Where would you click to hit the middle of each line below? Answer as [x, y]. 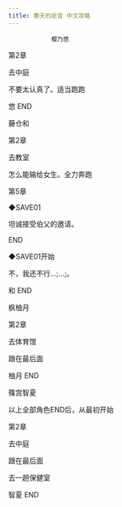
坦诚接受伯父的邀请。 [43, 223]
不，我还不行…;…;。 [41, 273]
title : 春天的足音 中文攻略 [49, 16]
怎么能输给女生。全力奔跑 [50, 174]
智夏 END [24, 494]
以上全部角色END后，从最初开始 [61, 409]
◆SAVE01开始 [31, 256]
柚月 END [24, 375]
